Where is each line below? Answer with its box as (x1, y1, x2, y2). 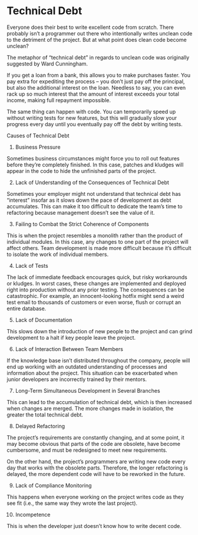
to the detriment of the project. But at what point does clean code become (6, 36, 187, 43)
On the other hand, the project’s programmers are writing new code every (6, 458, 186, 465)
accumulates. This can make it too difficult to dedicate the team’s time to (6, 202, 183, 210)
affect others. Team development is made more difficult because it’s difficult (6, 244, 192, 251)
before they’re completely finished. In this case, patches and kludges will (6, 161, 184, 168)
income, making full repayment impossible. (6, 96, 111, 104)
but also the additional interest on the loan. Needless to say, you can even (6, 84, 186, 91)
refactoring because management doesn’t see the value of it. (6, 209, 155, 216)
